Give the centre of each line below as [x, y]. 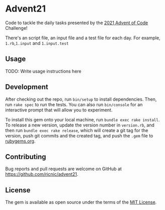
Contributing [26, 157]
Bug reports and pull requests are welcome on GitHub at [64, 169]
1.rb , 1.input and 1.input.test [37, 43]
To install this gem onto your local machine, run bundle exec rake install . [82, 119]
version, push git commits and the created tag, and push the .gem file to [79, 135]
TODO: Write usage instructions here [43, 71]
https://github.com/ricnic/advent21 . [42, 174]
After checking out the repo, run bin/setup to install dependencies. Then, [81, 99]
